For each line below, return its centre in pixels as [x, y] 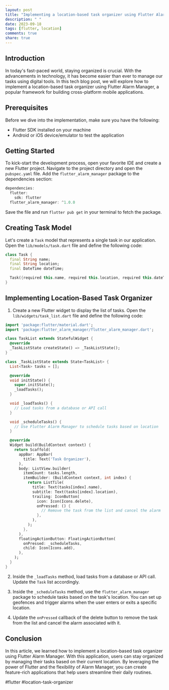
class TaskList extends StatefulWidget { [49, 339]
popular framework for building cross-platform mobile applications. [75, 92]
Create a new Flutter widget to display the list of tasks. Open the [79, 310]
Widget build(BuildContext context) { [51, 445]
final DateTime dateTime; [37, 269]
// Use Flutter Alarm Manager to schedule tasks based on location [86, 426]
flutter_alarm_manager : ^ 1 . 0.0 [43, 202]
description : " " [23, 19]
